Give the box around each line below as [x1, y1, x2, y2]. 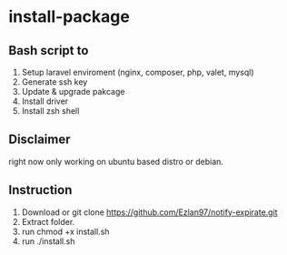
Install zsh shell [21, 106, 80, 116]
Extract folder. [21, 216, 75, 227]
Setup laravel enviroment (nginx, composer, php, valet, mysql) [21, 66, 255, 77]
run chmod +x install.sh [21, 226, 110, 237]
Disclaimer [8, 132, 71, 148]
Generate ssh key [21, 76, 88, 87]
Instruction [8, 182, 73, 198]
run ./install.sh [21, 235, 75, 247]
